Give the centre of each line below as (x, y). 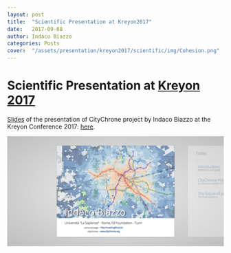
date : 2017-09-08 (35, 29)
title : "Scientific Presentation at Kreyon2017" (80, 22)
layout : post (26, 14)
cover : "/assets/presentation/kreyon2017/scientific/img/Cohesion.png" (113, 51)
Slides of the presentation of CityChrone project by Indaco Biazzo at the (109, 119)
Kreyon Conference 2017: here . (51, 126)
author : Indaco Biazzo (40, 36)
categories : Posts (33, 44)
